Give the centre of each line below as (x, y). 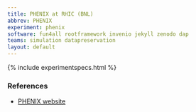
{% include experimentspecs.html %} (62, 67)
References (28, 86)
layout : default (31, 47)
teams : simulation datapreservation (61, 41)
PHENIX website (42, 101)
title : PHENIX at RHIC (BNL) (50, 14)
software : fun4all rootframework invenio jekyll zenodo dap (98, 34)
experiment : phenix (36, 27)
